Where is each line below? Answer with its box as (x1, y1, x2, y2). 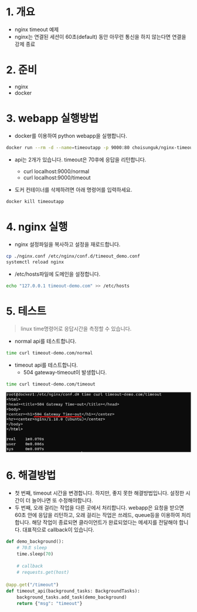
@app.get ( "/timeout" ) (6, 582, 59, 588)
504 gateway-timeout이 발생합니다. (23, 368, 107, 376)
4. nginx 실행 (6, 220, 68, 234)
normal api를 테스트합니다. (14, 338, 77, 345)
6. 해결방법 (6, 469, 56, 482)
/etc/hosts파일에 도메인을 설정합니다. (14, 271, 101, 278)
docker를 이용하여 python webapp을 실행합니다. (14, 132, 128, 139)
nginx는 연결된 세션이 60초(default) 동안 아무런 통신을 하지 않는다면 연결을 (14, 33, 186, 40)
